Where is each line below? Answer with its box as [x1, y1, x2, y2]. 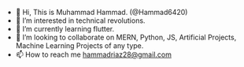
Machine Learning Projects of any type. [15, 41, 144, 50]
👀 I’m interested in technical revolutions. [15, 16, 146, 25]
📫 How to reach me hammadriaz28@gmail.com [15, 50, 172, 59]
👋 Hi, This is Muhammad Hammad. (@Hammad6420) [15, 8, 188, 17]
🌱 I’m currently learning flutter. [15, 24, 115, 33]
